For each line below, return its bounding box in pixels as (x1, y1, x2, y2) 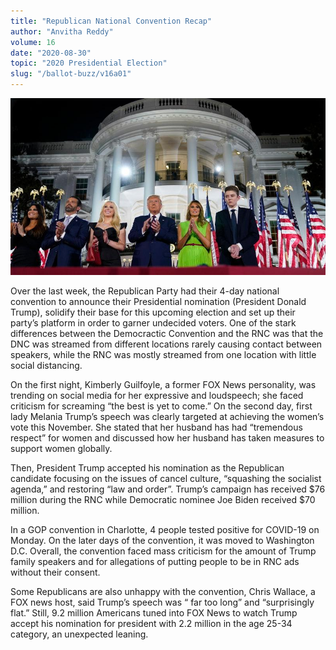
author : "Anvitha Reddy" (10, 26, 114, 37)
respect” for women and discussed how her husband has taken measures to (10, 431, 325, 444)
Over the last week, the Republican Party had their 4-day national (10, 285, 280, 297)
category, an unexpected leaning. (10, 628, 149, 640)
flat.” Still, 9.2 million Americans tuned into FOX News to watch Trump (10, 606, 298, 619)
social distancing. (10, 359, 83, 371)
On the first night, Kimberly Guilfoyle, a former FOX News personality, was (10, 378, 317, 390)
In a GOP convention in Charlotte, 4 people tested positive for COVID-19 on (10, 523, 320, 535)
